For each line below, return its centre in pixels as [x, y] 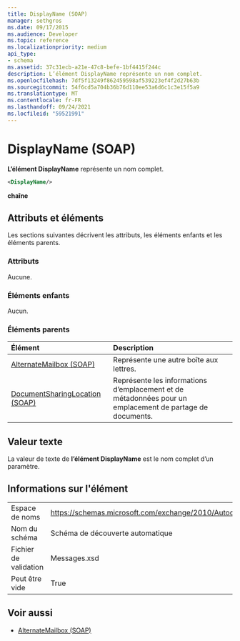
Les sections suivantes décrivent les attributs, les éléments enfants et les [115, 235]
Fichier [22, 549]
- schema [20, 61]
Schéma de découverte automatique [111, 533]
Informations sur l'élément [68, 489]
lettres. [125, 369]
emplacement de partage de [161, 407]
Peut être [26, 578]
